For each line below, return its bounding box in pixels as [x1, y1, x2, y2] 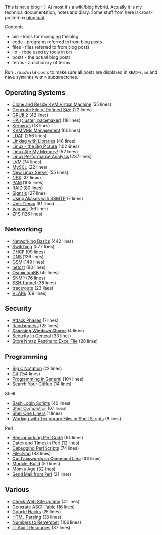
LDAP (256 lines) [12, 132, 46, 139]
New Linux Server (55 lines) [12, 169, 69, 175]
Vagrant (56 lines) [12, 205, 48, 211]
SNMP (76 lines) [12, 275, 45, 280]
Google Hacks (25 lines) [12, 509, 61, 515]
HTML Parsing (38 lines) [12, 514, 62, 520]
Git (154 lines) [12, 371, 40, 377]
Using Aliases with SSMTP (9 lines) [12, 195, 83, 201]
